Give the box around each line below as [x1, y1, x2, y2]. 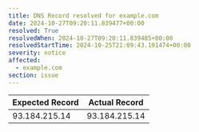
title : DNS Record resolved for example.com [8, 11, 159, 20]
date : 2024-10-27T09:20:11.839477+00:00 [8, 19, 145, 27]
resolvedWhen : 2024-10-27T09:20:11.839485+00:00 [8, 34, 173, 42]
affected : [8, 57, 42, 65]
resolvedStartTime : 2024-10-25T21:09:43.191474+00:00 [8, 42, 192, 50]
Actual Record [88, 97, 144, 108]
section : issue [8, 71, 59, 79]
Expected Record [12, 97, 79, 108]
